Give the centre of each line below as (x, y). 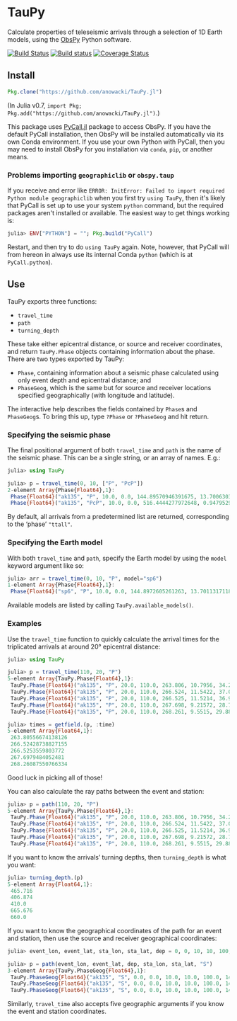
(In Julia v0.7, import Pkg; (45, 105)
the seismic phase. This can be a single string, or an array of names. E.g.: (114, 457)
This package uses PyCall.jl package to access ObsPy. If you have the (109, 126)
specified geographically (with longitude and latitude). (96, 395)
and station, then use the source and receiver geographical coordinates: (112, 938)
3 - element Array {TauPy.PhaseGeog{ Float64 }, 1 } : (77, 971)
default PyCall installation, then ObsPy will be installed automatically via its (116, 134)
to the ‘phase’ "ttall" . (40, 524)
